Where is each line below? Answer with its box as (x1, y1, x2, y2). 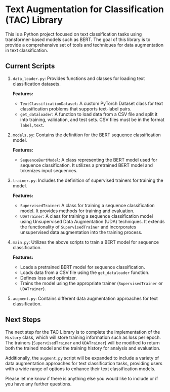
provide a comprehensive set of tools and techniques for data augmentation (5, 42, 163, 48)
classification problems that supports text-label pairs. (20, 105, 132, 112)
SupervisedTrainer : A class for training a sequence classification (20, 202, 155, 208)
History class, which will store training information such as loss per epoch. (5, 334, 161, 340)
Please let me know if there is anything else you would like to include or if (5, 375, 158, 381)
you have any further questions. (5, 381, 72, 387)
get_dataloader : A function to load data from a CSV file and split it (20, 111, 158, 117)
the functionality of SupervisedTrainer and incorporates (20, 224, 137, 230)
